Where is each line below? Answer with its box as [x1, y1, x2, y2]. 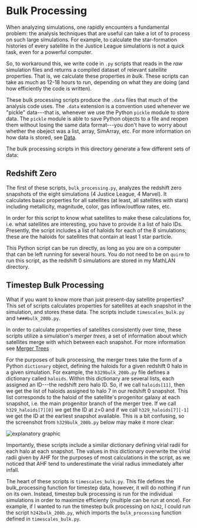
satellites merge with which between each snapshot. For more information [6, 338, 186, 345]
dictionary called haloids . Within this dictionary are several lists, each [6, 375, 175, 382]
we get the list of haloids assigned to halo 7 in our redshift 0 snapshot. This [6, 387, 188, 395]
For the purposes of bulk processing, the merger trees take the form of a [6, 356, 182, 363]
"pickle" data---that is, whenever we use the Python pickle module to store [6, 109, 189, 116]
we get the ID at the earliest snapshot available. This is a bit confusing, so [6, 412, 185, 419]
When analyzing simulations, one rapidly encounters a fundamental [6, 24, 169, 31]
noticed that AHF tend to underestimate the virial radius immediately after [6, 460, 184, 467]
